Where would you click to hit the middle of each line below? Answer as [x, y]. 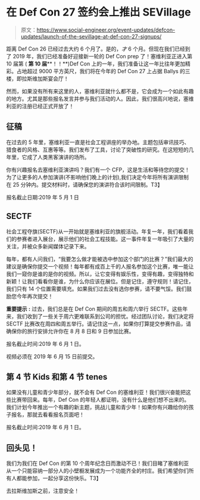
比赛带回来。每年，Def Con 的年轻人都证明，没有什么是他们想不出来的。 [100, 400]
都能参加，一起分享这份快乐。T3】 [59, 478]
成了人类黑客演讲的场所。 [58, 157]
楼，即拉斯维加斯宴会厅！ [37, 79]
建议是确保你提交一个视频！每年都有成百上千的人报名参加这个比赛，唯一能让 [100, 266]
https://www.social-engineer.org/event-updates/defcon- [106, 30]
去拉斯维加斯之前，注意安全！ [43, 491]
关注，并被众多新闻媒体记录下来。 [48, 246]
